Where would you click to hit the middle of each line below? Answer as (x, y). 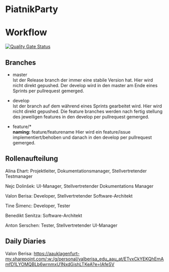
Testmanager (19, 176)
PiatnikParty (32, 9)
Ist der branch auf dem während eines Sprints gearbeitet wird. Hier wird (87, 106)
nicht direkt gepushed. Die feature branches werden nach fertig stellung (88, 111)
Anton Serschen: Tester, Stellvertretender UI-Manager (61, 225)
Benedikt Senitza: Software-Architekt (44, 215)
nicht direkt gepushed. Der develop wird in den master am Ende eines (85, 85)
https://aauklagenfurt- (57, 253)
